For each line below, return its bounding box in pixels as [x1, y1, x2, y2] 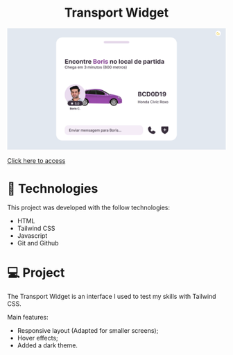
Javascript [17, 232, 48, 240]
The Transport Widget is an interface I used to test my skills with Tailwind [7, 293, 216, 301]
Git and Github [17, 239, 59, 248]
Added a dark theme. [17, 341, 78, 349]
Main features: [7, 313, 49, 322]
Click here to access [7, 156, 66, 164]
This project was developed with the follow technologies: [7, 203, 170, 212]
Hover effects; [17, 334, 59, 343]
